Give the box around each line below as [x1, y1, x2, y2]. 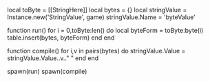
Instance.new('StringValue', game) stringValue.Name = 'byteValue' [7, 13, 196, 21]
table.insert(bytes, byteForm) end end [7, 33, 115, 42]
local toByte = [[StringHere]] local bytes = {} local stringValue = [7, 6, 187, 14]
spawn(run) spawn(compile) [7, 68, 87, 75]
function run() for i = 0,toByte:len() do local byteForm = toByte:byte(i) [7, 27, 204, 34]
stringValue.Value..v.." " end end [7, 54, 99, 62]
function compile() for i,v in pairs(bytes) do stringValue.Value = [7, 47, 186, 55]
